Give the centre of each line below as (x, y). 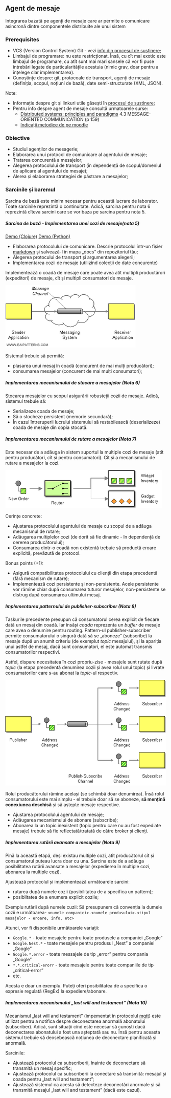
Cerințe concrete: (24, 516)
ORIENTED (32, 119)
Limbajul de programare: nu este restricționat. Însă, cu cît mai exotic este (89, 56)
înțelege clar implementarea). (44, 72)
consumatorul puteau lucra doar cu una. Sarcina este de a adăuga (75, 861)
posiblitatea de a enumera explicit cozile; (56, 897)
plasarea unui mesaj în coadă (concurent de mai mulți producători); (83, 365)
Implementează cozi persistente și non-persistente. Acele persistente (86, 584)
